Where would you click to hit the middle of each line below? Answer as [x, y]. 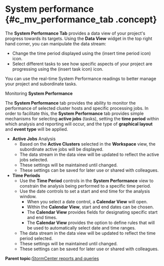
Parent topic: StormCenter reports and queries [52, 258]
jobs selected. [34, 159]
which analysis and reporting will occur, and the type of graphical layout [79, 124]
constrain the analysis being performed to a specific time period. [85, 186]
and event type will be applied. [37, 129]
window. [28, 196]
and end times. [42, 217]
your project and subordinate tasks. [41, 84]
